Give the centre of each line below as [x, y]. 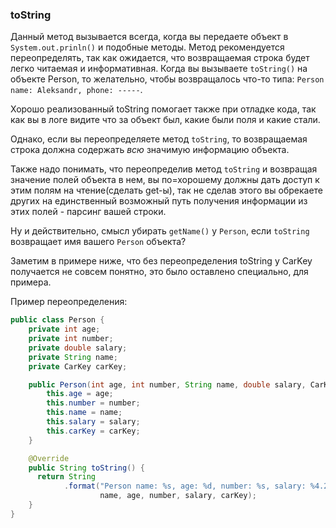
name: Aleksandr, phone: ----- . [76, 90]
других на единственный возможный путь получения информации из [159, 201]
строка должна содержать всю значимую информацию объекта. [150, 150]
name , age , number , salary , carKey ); [178, 496]
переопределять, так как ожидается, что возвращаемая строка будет [160, 58]
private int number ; [71, 339]
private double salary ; [78, 348]
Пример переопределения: [69, 302]
